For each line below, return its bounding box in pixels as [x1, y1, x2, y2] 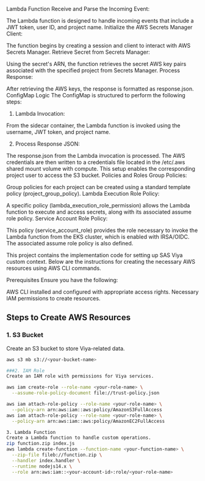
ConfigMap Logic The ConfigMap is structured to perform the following [6, 92, 186, 99]
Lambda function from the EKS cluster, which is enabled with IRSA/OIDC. [6, 233, 190, 240]
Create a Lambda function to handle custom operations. [6, 434, 151, 441]
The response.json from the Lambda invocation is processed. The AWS [6, 152, 185, 159]
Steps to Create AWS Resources [6, 312, 131, 323]
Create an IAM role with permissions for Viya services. [6, 373, 154, 379]
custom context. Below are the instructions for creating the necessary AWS [6, 258, 195, 265]
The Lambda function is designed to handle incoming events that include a [6, 17, 194, 24]
